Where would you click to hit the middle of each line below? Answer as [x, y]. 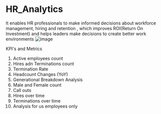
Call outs [22, 90]
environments [20, 39]
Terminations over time [37, 100]
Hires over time [29, 95]
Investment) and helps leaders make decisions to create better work [76, 33]
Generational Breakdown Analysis [48, 79]
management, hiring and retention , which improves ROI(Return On [74, 28]
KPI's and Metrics [24, 48]
